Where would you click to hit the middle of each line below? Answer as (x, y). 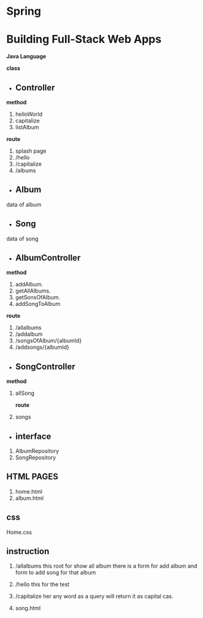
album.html (29, 498)
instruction (28, 551)
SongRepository (36, 457)
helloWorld (29, 114)
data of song (22, 238)
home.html (29, 491)
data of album (24, 204)
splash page (31, 151)
